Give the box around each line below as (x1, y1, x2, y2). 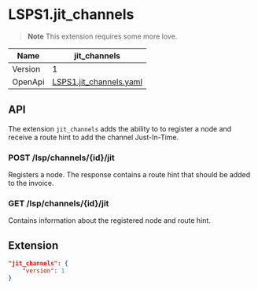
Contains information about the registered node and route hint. (8, 216, 211, 225)
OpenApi (12, 76, 45, 87)
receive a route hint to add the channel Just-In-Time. (8, 132, 179, 142)
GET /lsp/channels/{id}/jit (8, 198, 109, 209)
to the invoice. (8, 179, 54, 188)
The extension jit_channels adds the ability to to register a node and (8, 124, 232, 133)
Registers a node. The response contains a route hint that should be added (8, 170, 251, 180)
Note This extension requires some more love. (27, 31, 178, 41)
